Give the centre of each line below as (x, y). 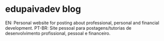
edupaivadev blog (43, 9)
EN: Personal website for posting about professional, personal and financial (82, 23)
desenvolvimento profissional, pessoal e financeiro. (58, 33)
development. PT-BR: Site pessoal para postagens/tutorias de (68, 28)
